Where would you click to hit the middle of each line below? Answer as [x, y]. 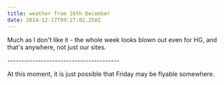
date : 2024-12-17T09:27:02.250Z [54, 20]
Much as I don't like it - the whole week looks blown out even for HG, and [112, 39]
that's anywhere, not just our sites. [57, 47]
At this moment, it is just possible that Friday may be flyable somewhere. [111, 74]
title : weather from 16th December [59, 13]
